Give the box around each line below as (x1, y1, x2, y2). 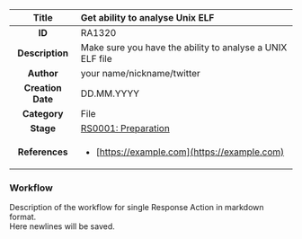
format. (9, 211, 37, 223)
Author (27, 67, 58, 79)
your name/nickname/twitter (80, 67, 200, 79)
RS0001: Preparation (80, 122, 171, 134)
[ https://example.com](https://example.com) (95, 146, 285, 158)
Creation (23, 82, 62, 93)
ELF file (80, 53, 112, 65)
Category (22, 108, 64, 119)
